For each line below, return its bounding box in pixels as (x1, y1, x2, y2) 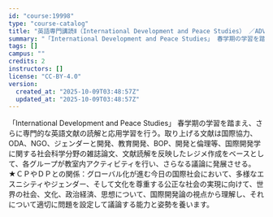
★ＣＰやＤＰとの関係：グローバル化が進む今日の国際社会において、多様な (8, 169, 258, 179)
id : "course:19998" (8, 11, 75, 20)
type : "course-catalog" (8, 20, 89, 28)
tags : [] (8, 42, 38, 50)
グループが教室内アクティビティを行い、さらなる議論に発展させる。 (29, 159, 256, 169)
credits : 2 (8, 58, 45, 66)
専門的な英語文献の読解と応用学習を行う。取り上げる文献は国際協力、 (22, 128, 258, 138)
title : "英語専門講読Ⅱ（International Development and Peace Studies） (8, 27, 246, 35)
